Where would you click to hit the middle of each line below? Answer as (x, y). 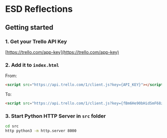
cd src (12, 126)
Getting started (29, 27)
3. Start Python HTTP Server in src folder (55, 116)
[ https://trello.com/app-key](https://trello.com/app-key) (62, 52)
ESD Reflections (39, 9)
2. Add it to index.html (32, 65)
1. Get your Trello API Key (36, 42)
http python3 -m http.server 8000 (41, 131)
